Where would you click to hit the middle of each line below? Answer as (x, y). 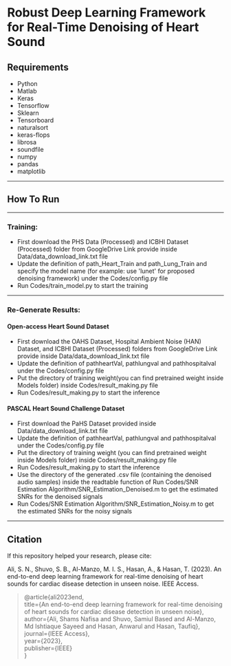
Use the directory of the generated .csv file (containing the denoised (114, 475)
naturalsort (33, 127)
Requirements (38, 67)
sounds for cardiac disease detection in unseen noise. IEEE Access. (103, 584)
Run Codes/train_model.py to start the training (82, 286)
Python (27, 84)
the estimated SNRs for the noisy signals (75, 511)
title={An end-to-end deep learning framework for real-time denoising (123, 604)
